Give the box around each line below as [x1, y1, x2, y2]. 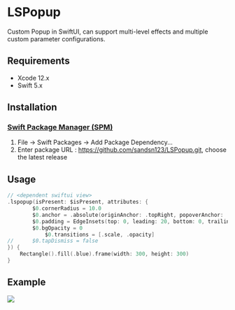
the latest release [17, 153, 68, 162]
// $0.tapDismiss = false [7, 237, 99, 245]
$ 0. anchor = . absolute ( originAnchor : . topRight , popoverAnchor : [32, 211, 224, 218]
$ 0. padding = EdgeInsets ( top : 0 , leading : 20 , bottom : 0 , [32, 218, 205, 225]
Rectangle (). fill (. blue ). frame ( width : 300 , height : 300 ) [20, 251, 190, 258]
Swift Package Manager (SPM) [7, 122, 113, 132]
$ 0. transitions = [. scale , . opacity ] [44, 231, 155, 238]
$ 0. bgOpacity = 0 [32, 225, 83, 232]
